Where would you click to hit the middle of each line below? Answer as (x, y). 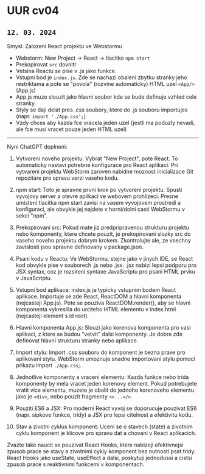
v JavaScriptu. (34, 278)
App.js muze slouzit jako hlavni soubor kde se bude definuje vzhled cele (106, 97)
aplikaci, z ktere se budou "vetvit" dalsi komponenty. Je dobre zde (99, 334)
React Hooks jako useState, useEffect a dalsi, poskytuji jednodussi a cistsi (99, 458)
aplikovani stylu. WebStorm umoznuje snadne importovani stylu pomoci (105, 359)
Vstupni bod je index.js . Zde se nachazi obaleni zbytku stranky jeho (101, 77)
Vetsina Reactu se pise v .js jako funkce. (66, 71)
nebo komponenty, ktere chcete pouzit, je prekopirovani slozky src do (103, 234)
